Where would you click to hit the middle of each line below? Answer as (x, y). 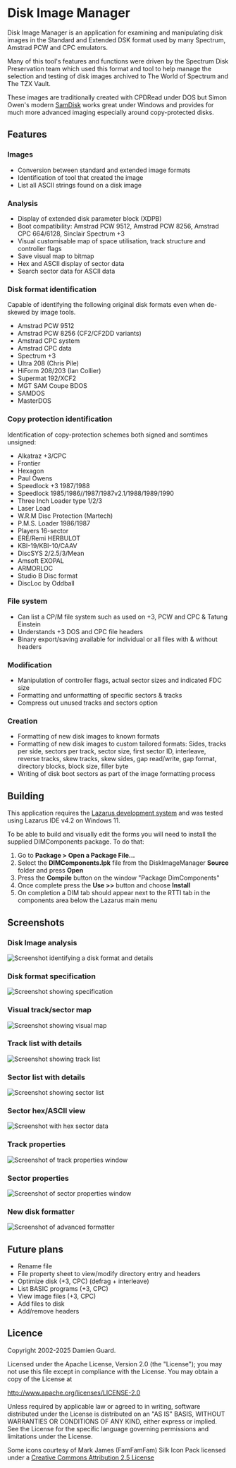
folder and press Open (50, 871)
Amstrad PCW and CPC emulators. (57, 47)
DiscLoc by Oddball (46, 583)
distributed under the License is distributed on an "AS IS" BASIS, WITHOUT (116, 1414)
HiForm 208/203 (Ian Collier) (59, 371)
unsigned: (22, 442)
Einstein (29, 624)
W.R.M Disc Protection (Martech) (65, 516)
